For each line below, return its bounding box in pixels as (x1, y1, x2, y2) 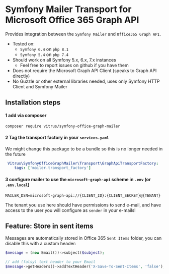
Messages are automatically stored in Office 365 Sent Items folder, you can (5, 235, 162, 241)
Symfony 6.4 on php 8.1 (20, 46, 69, 52)
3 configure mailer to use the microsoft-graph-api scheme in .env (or (5, 176, 151, 182)
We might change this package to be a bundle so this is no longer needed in (5, 145, 163, 152)
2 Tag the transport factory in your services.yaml (5, 135, 109, 140)
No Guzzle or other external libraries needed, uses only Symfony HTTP (12, 78, 160, 84)
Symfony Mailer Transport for (5, 4, 132, 15)
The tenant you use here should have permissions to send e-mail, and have (5, 202, 161, 208)
